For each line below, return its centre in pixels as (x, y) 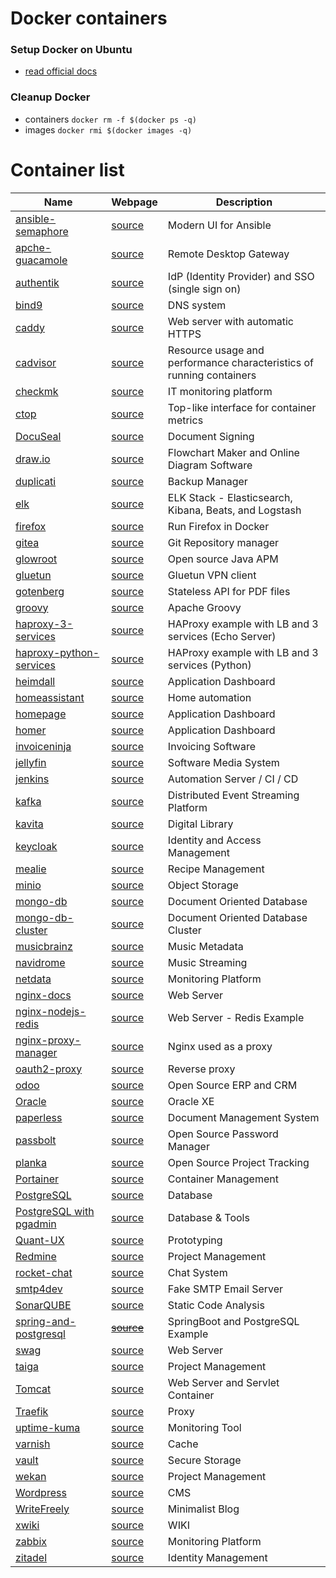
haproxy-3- (44, 624)
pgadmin (36, 1224)
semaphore (42, 231)
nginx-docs (43, 995)
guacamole (41, 260)
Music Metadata (205, 946)
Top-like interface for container (242, 407)
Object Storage (203, 885)
